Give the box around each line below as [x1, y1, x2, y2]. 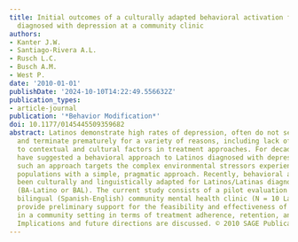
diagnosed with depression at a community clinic [17, 21, 204, 30]
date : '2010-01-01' [9, 79, 82, 88]
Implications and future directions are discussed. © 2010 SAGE [17, 219, 260, 228]
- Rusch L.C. [9, 54, 58, 63]
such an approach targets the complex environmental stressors [17, 161, 255, 170]
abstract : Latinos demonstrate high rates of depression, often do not [9, 129, 279, 137]
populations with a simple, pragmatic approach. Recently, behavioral [17, 169, 284, 178]
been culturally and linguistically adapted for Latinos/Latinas [17, 178, 264, 187]
